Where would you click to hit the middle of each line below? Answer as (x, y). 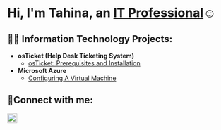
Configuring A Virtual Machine (72, 78)
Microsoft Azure (42, 71)
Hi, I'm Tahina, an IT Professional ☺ (112, 13)
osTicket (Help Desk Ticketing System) (76, 56)
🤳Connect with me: (50, 100)
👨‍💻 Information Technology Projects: (90, 39)
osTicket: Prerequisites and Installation (84, 63)
